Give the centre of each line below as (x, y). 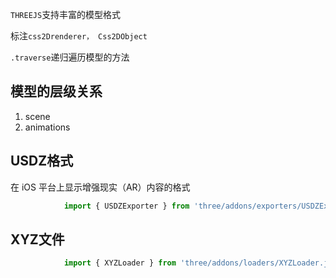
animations (47, 127)
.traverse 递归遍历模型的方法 (70, 57)
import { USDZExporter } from (126, 206)
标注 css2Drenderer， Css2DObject (79, 36)
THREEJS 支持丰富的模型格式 (66, 14)
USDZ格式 (42, 161)
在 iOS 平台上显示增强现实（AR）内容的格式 (100, 187)
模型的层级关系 (56, 91)
